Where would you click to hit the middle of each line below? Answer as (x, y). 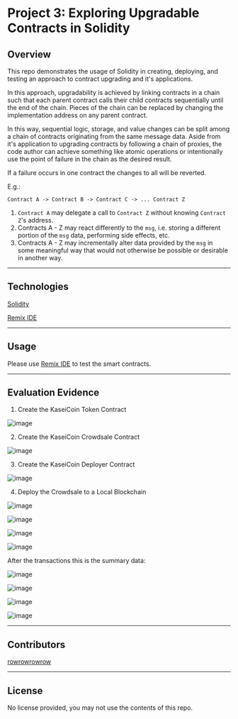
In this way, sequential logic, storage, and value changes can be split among (119, 129)
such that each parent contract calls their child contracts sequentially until (115, 100)
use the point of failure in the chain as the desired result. (90, 159)
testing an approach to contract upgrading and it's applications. (100, 79)
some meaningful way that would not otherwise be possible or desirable (123, 250)
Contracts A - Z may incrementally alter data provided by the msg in (115, 243)
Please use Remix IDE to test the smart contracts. (79, 364)
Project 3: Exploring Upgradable (103, 13)
